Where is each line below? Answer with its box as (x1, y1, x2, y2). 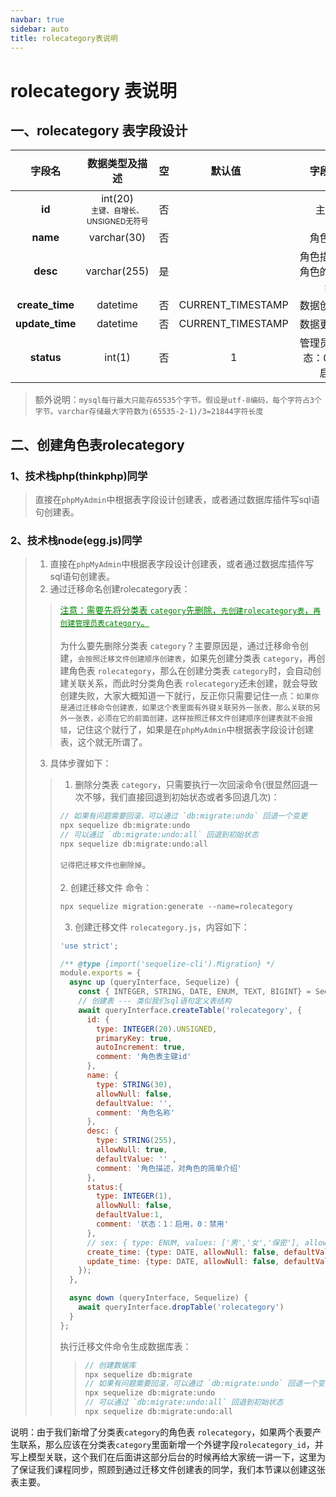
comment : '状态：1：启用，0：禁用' (95, 1219, 229, 1230)
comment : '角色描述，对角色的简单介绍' (95, 1163, 243, 1173)
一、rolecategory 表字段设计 (10, 122, 188, 139)
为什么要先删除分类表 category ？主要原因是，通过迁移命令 (59, 640, 300, 652)
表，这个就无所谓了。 (59, 736, 148, 748)
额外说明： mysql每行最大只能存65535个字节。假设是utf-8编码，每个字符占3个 (34, 394, 322, 406)
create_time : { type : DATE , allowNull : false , (86, 1247, 280, 1257)
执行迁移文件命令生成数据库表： (59, 1340, 192, 1352)
